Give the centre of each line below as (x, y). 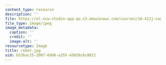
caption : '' (22, 32)
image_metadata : (22, 28)
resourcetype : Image (26, 46)
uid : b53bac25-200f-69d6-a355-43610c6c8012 (51, 55)
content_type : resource (30, 10)
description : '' (22, 14)
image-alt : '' (24, 42)
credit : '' (21, 37)
